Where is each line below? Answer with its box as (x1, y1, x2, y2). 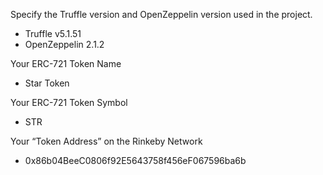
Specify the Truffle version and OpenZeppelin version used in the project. (10, 9, 313, 20)
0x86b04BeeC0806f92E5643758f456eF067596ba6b (24, 155, 247, 166)
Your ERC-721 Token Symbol (10, 97, 128, 108)
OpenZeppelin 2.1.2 (24, 39, 105, 50)
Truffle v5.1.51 (24, 28, 82, 39)
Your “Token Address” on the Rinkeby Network (10, 135, 203, 147)
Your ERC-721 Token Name (10, 58, 122, 69)
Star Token (24, 77, 70, 89)
